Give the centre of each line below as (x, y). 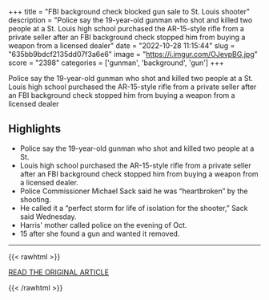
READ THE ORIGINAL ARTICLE (59, 272)
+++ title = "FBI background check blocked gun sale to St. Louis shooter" (129, 12)
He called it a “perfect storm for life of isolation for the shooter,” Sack (134, 208)
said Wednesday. (48, 217)
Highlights (35, 129)
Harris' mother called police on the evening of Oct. (103, 225)
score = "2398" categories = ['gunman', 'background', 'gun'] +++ (116, 63)
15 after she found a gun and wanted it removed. (100, 233)
